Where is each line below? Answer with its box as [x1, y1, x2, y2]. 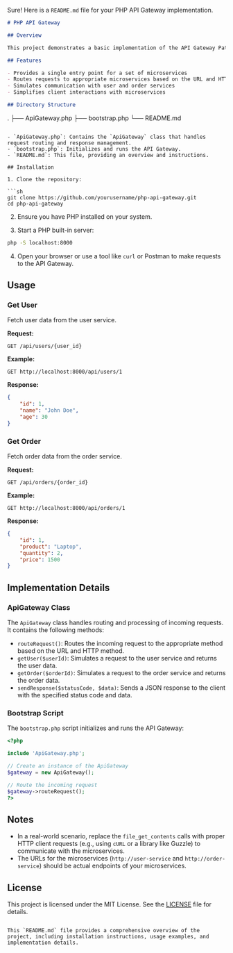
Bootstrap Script [7, 708, 64, 718]
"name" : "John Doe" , [19, 407, 79, 414]
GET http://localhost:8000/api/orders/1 [7, 505, 126, 512]
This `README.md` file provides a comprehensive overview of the [7, 927, 200, 934]
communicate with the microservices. [17, 847, 125, 855]
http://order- [184, 856, 225, 863]
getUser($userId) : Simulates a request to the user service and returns [17, 654, 217, 663]
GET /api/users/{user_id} [7, 343, 82, 350]
